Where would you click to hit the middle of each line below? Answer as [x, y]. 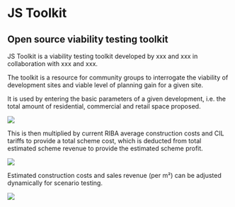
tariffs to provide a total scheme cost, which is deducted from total [104, 141]
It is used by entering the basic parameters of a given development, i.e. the [117, 99]
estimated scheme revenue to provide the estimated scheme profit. [105, 148]
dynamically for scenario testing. [55, 183]
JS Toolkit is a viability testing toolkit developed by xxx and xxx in [103, 56]
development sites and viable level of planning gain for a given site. [105, 85]
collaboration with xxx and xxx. [52, 64]
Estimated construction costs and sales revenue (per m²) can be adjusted [114, 175]
